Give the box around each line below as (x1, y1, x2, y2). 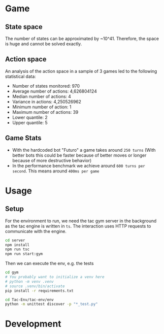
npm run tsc (5, 247, 30, 252)
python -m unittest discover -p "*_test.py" (5, 301, 98, 307)
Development (5, 318, 62, 330)
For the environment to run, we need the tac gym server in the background (5, 218, 157, 224)
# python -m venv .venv (5, 279, 54, 284)
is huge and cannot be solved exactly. (5, 41, 82, 47)
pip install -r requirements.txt (5, 288, 74, 293)
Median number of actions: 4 (12, 93, 71, 99)
